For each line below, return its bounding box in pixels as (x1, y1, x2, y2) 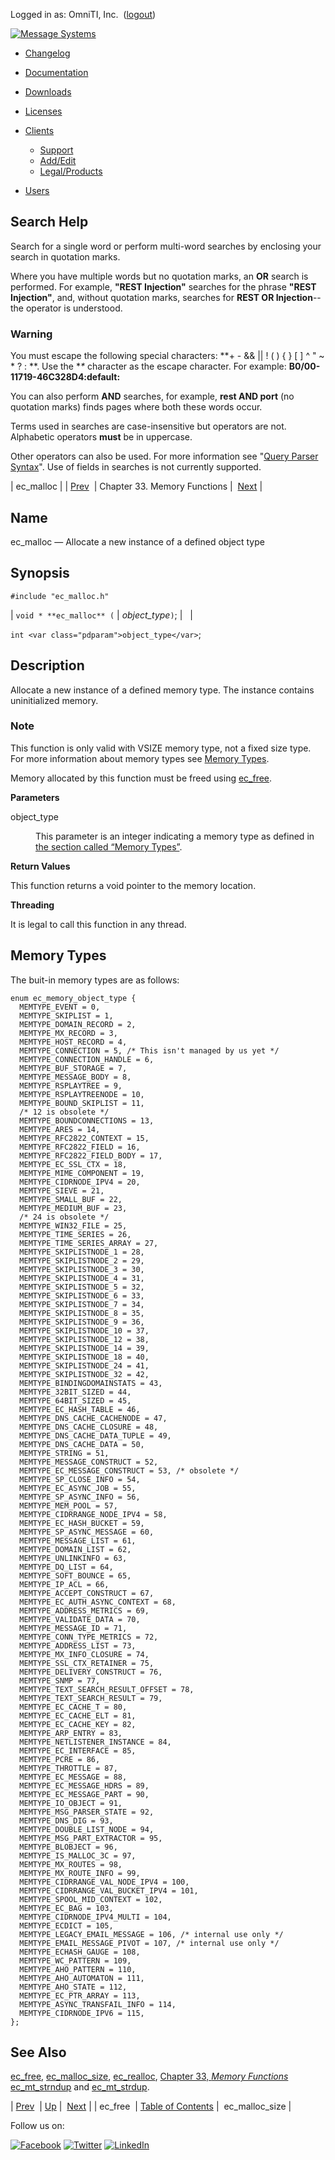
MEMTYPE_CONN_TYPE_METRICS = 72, (19, 1632, 159, 1642)
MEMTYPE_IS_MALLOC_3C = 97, (19, 1850, 137, 1861)
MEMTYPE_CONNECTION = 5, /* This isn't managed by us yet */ (19, 1045, 280, 1056)
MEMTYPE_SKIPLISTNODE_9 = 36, (19, 1317, 145, 1327)
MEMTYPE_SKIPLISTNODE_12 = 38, (19, 1334, 150, 1344)
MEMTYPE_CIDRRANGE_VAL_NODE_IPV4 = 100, (19, 1877, 190, 1887)
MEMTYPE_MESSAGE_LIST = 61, (19, 1535, 137, 1546)
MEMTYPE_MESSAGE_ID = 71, (19, 1623, 128, 1633)
